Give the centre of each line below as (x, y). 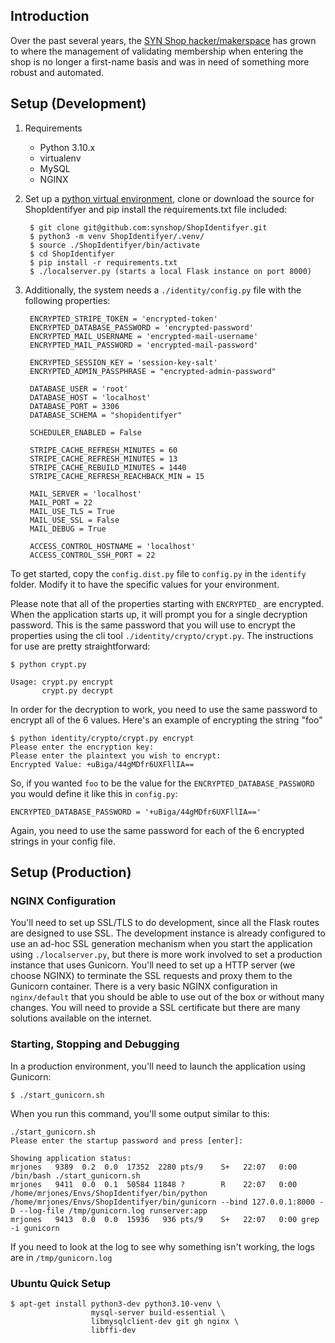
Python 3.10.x (67, 147)
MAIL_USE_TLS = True (72, 511)
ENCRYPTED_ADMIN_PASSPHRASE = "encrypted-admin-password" (153, 371)
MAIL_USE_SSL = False (74, 520)
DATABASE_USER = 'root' (79, 389)
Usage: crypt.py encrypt (62, 682)
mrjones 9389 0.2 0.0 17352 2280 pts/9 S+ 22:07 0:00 (154, 1167)
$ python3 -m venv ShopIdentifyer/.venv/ (117, 236)
